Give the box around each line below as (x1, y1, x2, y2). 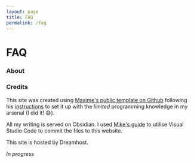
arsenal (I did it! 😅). (6, 109, 55, 116)
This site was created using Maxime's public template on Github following (6, 96, 187, 103)
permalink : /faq (6, 20, 47, 26)
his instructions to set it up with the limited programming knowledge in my (6, 103, 188, 110)
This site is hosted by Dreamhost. (6, 139, 88, 146)
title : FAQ (6, 14, 33, 20)
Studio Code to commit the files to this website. (6, 127, 123, 134)
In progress (6, 150, 35, 157)
